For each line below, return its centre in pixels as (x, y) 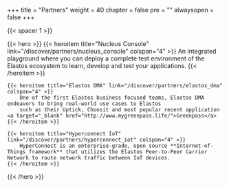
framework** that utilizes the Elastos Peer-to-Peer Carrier (118, 152)
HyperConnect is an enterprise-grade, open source (94, 146)
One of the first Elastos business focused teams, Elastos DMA (112, 98)
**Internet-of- (192, 146)
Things (17, 152)
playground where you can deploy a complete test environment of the (106, 58)
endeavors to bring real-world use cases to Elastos (84, 104)
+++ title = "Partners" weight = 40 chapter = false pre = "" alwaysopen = (111, 10)
